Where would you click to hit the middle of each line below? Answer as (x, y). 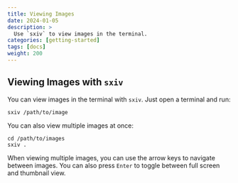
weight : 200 (25, 54)
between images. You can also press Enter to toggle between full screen (114, 165)
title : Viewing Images (41, 14)
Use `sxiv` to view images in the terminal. (81, 34)
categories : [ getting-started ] (54, 40)
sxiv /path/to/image (38, 112)
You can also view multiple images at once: (70, 126)
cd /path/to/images (36, 138)
